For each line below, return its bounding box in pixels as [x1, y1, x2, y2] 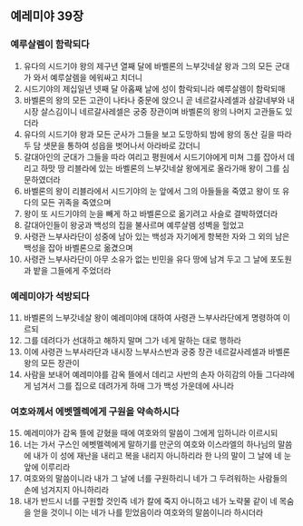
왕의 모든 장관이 [23, 357, 80, 368]
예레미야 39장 [10, 8, 84, 25]
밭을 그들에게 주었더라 [33, 264, 112, 275]
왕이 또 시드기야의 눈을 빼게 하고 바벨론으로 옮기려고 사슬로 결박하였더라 [23, 208, 279, 219]
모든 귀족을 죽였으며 [40, 196, 112, 207]
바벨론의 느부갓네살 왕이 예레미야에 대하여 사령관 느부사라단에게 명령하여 [23, 312, 281, 323]
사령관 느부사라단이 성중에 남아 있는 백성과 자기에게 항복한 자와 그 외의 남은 [23, 231, 290, 242]
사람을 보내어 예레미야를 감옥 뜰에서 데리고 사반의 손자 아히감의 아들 [23, 369, 264, 380]
